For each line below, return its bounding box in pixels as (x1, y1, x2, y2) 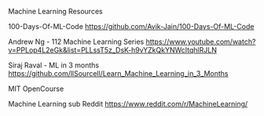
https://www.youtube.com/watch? (145, 37, 256, 46)
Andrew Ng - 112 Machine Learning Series (8, 37, 145, 46)
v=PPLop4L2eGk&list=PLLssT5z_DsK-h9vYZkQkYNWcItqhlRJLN (8, 45, 218, 54)
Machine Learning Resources (8, 7, 104, 16)
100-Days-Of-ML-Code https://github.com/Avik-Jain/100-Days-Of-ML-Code (8, 22, 255, 31)
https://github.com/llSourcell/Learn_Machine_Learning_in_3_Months (8, 69, 229, 78)
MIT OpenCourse (8, 84, 64, 93)
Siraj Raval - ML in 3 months (8, 60, 100, 70)
